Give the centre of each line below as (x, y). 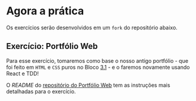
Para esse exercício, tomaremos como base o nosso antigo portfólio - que (97, 60)
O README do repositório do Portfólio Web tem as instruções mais (88, 85)
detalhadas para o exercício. (41, 91)
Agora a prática (45, 11)
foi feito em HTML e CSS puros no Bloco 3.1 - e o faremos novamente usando (98, 67)
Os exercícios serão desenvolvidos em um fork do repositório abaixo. (92, 27)
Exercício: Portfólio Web (52, 46)
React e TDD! (22, 74)
